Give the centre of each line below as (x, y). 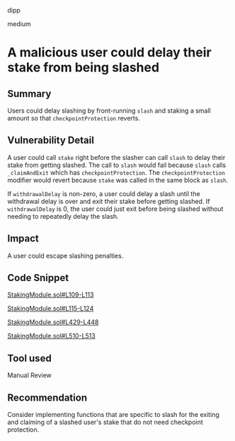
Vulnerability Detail (51, 141)
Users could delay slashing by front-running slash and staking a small (109, 110)
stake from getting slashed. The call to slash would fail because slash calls (117, 165)
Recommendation (47, 397)
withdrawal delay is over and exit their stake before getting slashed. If (109, 201)
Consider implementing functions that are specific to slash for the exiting (113, 415)
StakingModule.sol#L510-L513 (51, 336)
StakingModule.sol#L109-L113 (51, 295)
